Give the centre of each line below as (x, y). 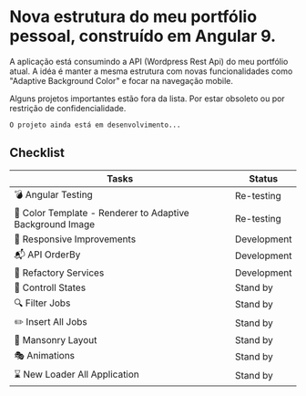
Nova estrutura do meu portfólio (133, 17)
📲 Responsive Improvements (75, 239)
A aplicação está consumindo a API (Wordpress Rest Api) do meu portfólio (149, 61)
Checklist (37, 153)
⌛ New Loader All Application (76, 374)
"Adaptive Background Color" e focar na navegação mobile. (122, 80)
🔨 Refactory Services (59, 273)
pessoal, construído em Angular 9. (143, 36)
